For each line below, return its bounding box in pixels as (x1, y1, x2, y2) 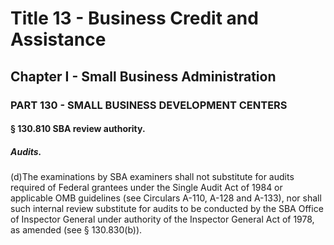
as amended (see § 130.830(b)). (10, 224, 143, 236)
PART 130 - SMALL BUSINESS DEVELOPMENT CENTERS (10, 98, 288, 112)
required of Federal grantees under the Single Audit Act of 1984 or (10, 182, 283, 194)
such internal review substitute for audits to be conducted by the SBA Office (10, 203, 324, 215)
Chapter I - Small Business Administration (10, 68, 277, 85)
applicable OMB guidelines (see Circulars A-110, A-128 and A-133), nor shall (10, 192, 322, 204)
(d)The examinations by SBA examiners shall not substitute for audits (10, 171, 295, 183)
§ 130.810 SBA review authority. (10, 123, 146, 135)
